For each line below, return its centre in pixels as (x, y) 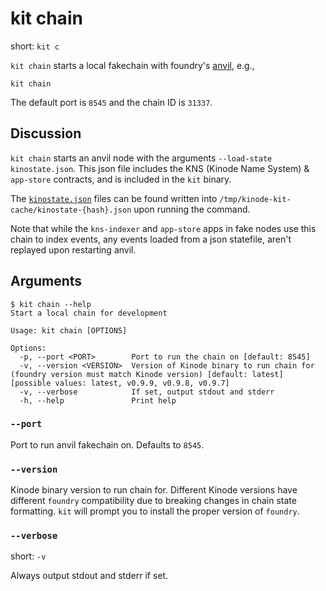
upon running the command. (192, 209)
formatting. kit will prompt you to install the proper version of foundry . (155, 511)
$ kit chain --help (51, 304)
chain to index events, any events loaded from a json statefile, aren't (151, 239)
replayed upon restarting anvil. (73, 249)
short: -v (28, 556)
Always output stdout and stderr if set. (89, 576)
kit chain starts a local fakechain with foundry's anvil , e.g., (132, 65)
